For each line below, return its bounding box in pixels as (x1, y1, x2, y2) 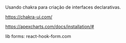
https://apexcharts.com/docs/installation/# (5, 23, 95, 29)
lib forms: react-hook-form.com (5, 33, 71, 39)
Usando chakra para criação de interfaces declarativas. (5, 4, 121, 10)
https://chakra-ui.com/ (5, 14, 53, 19)
